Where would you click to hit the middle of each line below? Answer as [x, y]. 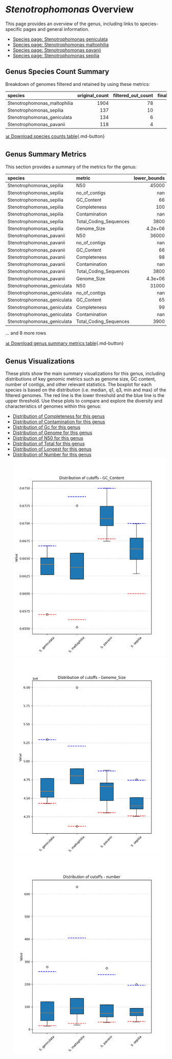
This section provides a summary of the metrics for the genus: [71, 167]
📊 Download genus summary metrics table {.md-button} [64, 343]
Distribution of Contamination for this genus [59, 422]
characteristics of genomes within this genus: [53, 406]
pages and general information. [56, 29]
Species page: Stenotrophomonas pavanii [57, 50]
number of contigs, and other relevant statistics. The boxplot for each [79, 385]
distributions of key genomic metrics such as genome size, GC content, [81, 379]
